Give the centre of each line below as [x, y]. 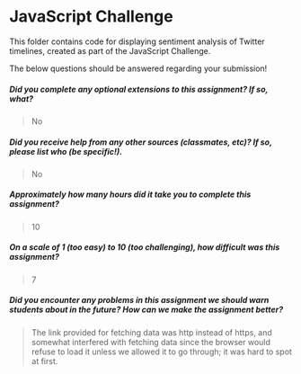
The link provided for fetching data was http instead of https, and [151, 332]
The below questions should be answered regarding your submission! [138, 68]
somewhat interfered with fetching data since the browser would [151, 342]
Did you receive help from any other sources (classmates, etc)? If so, [141, 142]
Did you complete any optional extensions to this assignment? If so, [139, 89]
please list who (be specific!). [66, 151]
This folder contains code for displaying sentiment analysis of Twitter [137, 41]
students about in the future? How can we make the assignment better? [146, 310]
